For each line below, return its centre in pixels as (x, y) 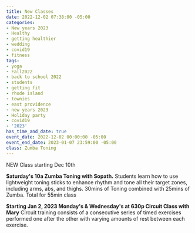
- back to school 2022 (34, 77)
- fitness (18, 55)
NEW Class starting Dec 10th (41, 164)
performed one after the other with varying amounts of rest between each (95, 218)
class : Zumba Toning (31, 148)
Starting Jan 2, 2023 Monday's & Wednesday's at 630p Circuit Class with (98, 206)
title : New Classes (30, 11)
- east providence (28, 104)
